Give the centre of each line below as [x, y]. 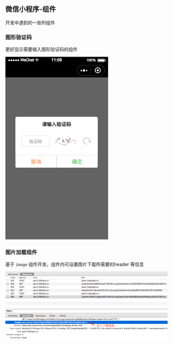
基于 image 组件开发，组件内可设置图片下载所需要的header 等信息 [75, 264]
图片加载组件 [21, 252]
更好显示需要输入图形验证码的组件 [41, 49]
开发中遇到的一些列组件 [30, 23]
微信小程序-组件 [31, 9]
